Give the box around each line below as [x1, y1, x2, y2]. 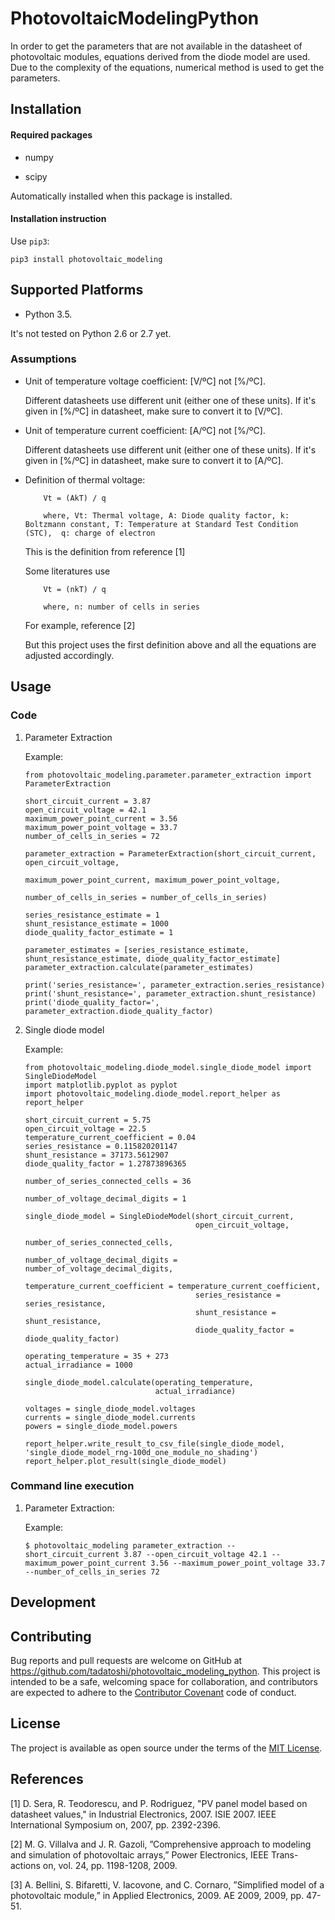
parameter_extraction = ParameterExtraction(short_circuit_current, [24, 848, 317, 859]
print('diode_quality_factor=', [24, 997, 160, 1007]
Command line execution [10, 1479, 135, 1493]
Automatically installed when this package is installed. [10, 190, 233, 202]
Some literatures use [24, 565, 111, 577]
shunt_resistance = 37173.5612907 [24, 1150, 169, 1160]
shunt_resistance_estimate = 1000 [24, 918, 169, 929]
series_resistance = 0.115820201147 [24, 1141, 178, 1151]
